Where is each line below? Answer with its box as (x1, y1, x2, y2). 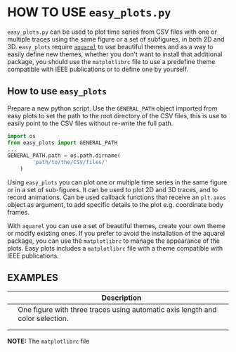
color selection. (18, 313, 69, 323)
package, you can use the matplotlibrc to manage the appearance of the (7, 237, 220, 245)
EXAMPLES (7, 272, 58, 284)
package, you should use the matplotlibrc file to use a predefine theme (7, 57, 216, 65)
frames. (7, 208, 30, 216)
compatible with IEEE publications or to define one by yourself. (7, 65, 188, 73)
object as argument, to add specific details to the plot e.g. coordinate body (7, 201, 223, 208)
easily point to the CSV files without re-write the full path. (7, 119, 173, 127)
